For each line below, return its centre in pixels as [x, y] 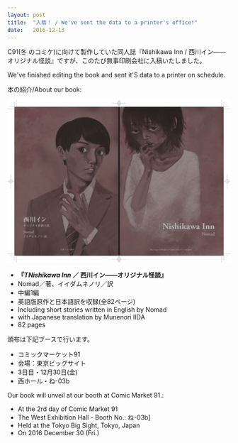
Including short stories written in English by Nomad [92, 310]
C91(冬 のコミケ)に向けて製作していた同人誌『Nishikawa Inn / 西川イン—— [117, 52]
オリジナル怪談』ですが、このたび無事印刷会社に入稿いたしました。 [107, 61]
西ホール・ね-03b [44, 381]
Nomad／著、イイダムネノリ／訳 [65, 283]
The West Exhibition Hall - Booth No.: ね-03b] [84, 417]
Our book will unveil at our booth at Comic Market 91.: [86, 395]
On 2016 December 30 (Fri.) [58, 432]
